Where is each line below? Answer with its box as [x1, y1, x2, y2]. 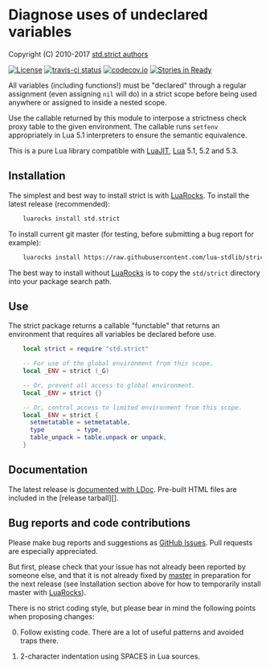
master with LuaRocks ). [8, 587, 87, 597]
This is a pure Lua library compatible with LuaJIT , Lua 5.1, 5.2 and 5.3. [8, 146, 239, 155]
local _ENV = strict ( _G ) [22, 367, 110, 376]
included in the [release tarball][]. [8, 493, 119, 503]
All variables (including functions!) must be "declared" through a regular [8, 80, 247, 90]
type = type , [29, 426, 103, 434]
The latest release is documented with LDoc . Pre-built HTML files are [8, 484, 237, 494]
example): [8, 237, 42, 247]
